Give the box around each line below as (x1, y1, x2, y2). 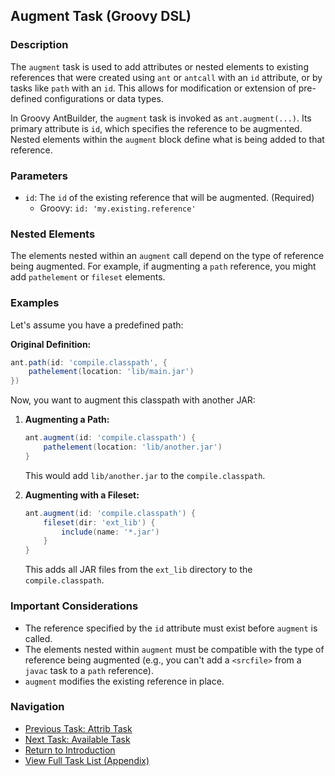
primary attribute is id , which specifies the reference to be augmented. (10, 122, 303, 134)
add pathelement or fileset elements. (10, 271, 166, 283)
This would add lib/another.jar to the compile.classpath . (24, 469, 266, 481)
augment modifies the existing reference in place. (24, 675, 225, 687)
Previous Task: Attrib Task (24, 722, 133, 734)
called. (24, 632, 53, 644)
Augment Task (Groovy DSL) (10, 8, 192, 25)
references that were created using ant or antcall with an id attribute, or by (10, 71, 323, 83)
